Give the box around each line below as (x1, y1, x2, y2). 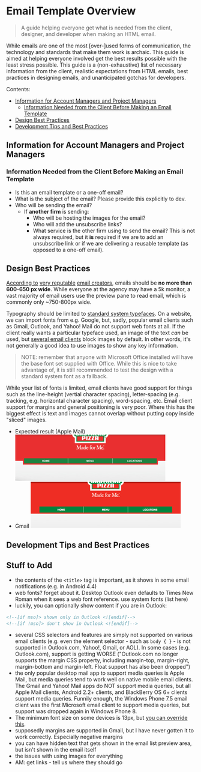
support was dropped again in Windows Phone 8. (14, 708, 137, 715)
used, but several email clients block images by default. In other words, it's (6, 336, 191, 343)
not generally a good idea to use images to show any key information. (6, 342, 178, 349)
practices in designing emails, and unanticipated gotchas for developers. (6, 74, 186, 81)
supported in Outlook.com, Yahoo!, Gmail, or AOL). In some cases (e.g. (14, 644, 190, 651)
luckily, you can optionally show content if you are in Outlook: (14, 602, 167, 609)
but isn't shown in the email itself (14, 746, 97, 753)
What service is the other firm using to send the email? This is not (32, 227, 195, 234)
